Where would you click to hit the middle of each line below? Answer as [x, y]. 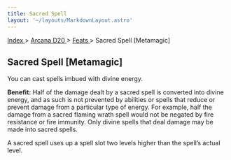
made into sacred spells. [43, 129]
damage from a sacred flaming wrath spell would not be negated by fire [111, 115]
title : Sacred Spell [37, 14]
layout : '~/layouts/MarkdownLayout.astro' [70, 20]
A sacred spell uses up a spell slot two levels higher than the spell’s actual [114, 143]
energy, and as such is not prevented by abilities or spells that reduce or [111, 100]
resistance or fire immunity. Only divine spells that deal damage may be [110, 122]
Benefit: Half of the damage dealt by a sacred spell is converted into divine [115, 92]
